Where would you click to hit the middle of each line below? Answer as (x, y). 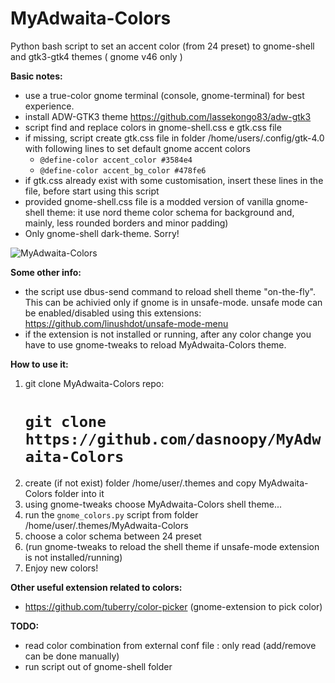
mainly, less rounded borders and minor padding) (126, 223)
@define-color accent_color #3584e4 (116, 160)
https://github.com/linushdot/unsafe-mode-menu (126, 323)
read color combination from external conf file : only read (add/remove (170, 645)
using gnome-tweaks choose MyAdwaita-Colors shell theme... (153, 504)
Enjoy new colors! (61, 568)
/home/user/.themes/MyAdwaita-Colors (106, 525)
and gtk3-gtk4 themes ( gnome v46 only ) (96, 56)
